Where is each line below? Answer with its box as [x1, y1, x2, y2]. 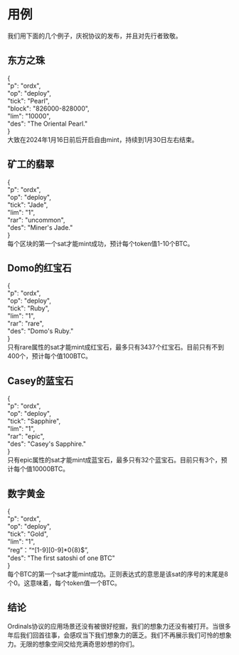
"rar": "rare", [7, 319, 44, 328]
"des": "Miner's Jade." [7, 223, 73, 232]
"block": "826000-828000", [7, 104, 90, 113]
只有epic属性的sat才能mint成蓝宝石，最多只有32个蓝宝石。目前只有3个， [7, 456, 222, 464]
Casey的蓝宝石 [7, 375, 74, 387]
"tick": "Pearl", [7, 96, 50, 105]
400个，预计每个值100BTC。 [7, 352, 92, 360]
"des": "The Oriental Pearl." [7, 119, 87, 128]
